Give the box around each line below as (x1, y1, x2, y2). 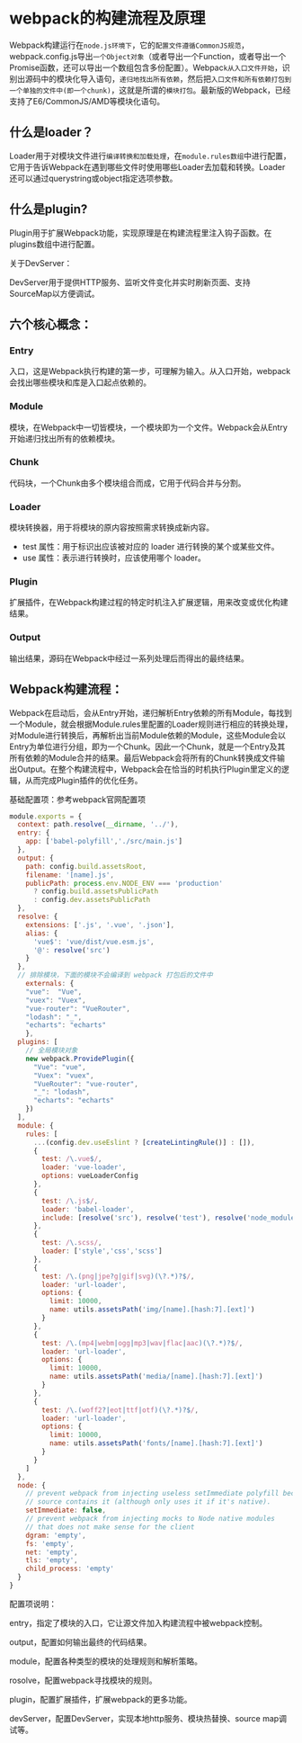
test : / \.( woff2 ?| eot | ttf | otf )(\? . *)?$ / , (41, 1405, 200, 1415)
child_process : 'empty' (25, 1564, 115, 1574)
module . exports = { (9, 811, 83, 821)
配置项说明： (9, 1598, 57, 1609)
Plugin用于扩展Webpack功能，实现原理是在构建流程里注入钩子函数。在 (9, 227, 272, 238)
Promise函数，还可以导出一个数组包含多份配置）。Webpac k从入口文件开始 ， (9, 62, 283, 73)
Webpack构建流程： (9, 682, 123, 697)
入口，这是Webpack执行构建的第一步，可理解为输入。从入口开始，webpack (9, 366, 291, 377)
